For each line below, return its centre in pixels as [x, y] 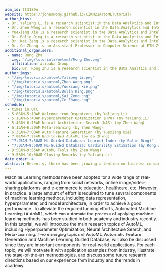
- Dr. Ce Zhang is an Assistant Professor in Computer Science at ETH [80, 46]
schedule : [15, 105]
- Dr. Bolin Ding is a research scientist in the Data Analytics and [79, 37]
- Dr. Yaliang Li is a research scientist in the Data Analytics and [79, 23]
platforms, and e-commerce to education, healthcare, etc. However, [89, 188]
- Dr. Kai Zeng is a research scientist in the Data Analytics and [77, 41]
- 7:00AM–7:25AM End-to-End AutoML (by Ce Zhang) [59, 136]
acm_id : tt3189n [21, 10]
